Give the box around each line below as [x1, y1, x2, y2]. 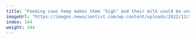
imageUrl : [6, 14, 30, 19]
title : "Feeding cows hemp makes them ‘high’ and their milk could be [6, 8, 181, 14]
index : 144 [6, 19, 33, 25]
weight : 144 [6, 24, 35, 30]
